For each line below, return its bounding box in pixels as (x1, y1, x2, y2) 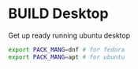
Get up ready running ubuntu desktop (8, 31, 131, 40)
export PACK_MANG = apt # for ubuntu (8, 53, 125, 61)
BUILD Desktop (8, 5, 109, 23)
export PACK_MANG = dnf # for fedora (8, 45, 125, 53)
